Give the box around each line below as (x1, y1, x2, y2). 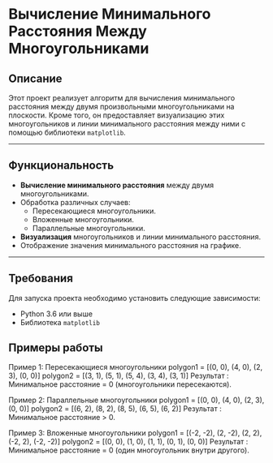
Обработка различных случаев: (19, 197, 132, 207)
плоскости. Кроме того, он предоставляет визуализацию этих (8, 110, 225, 120)
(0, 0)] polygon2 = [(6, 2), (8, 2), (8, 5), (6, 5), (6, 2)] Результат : (8, 404, 222, 414)
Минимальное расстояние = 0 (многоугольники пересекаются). (8, 379, 232, 389)
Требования (8, 272, 73, 285)
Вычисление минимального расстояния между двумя (19, 180, 214, 190)
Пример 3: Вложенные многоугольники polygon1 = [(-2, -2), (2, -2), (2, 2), (8, 428, 262, 438)
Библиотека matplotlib (19, 317, 100, 327)
